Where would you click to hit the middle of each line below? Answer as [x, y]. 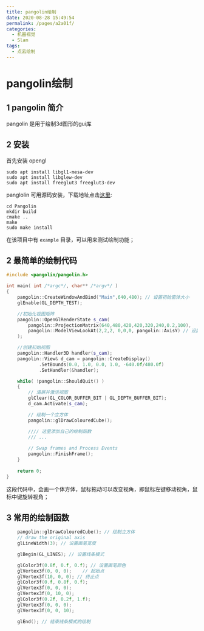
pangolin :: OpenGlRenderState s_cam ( [64, 319]
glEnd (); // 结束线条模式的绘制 [54, 621]
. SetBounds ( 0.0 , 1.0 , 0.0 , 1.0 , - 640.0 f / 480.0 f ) [101, 364]
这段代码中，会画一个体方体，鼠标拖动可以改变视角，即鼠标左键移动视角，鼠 [102, 489]
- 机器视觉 [24, 35]
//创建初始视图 [34, 347]
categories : [21, 29]
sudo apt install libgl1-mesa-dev [50, 172]
